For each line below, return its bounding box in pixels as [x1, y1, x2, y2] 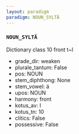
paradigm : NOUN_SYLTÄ [6, 14, 60, 20]
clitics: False [14, 114, 46, 121]
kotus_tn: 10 [14, 108, 45, 115]
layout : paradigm [6, 8, 49, 15]
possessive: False [14, 120, 59, 128]
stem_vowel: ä [14, 83, 49, 90]
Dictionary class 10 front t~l [6, 46, 74, 53]
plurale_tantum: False [14, 64, 67, 71]
